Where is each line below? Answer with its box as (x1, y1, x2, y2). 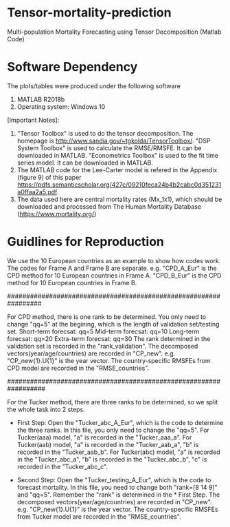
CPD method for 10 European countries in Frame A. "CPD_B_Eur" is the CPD (7, 271, 222, 280)
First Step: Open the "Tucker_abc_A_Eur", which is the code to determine (16, 418, 224, 426)
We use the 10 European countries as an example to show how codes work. (7, 256, 221, 265)
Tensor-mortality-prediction (7, 5, 172, 21)
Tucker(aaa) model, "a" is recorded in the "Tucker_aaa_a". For (16, 433, 192, 442)
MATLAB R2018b (16, 95, 65, 103)
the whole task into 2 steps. (7, 405, 86, 413)
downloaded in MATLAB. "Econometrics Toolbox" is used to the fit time (16, 151, 219, 159)
